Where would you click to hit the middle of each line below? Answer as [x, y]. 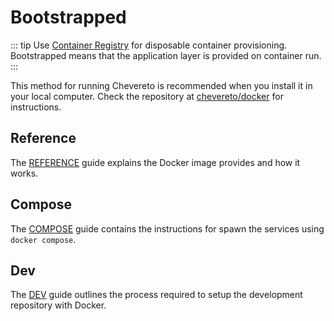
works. [24, 173]
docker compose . [43, 239]
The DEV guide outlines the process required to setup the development [156, 295]
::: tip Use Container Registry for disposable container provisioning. [149, 45]
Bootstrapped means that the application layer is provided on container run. [166, 55]
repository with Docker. [58, 305]
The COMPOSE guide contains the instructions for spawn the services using [167, 228]
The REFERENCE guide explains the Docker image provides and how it [155, 162]
